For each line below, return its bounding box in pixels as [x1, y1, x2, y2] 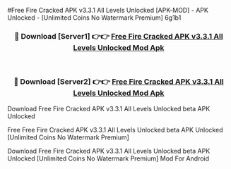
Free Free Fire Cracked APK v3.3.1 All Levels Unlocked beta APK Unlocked [7, 125, 223, 134]
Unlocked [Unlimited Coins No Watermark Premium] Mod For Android [7, 154, 210, 163]
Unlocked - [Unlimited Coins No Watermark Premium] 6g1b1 [7, 13, 182, 22]
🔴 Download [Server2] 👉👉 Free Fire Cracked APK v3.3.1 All [13, 77, 224, 87]
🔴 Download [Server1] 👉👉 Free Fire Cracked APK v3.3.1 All [13, 31, 224, 41]
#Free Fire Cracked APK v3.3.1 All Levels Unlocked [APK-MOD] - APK [7, 6, 208, 14]
